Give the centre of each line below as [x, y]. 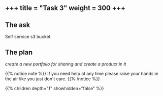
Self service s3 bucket [28, 37]
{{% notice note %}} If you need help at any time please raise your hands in [82, 74]
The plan [19, 52]
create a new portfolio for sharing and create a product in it [66, 64]
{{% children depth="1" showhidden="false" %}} [55, 89]
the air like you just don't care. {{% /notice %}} [52, 79]
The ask [18, 25]
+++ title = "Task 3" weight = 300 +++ [65, 8]
